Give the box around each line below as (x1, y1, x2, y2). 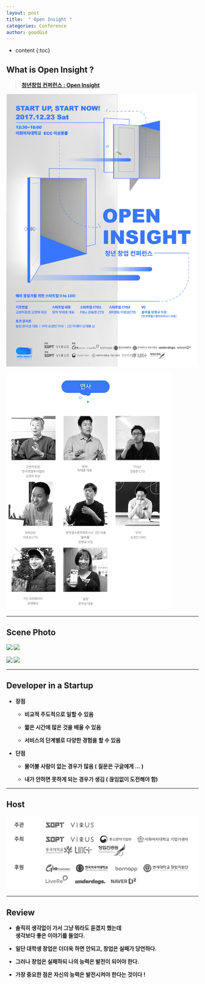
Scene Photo (6, 627, 56, 638)
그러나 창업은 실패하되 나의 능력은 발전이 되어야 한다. (15, 958, 139, 966)
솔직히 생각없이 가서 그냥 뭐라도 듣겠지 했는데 (15, 924, 122, 932)
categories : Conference (6, 23, 67, 29)
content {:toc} (15, 46, 51, 54)
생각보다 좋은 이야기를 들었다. (15, 932, 85, 939)
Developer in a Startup (6, 681, 93, 691)
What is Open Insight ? (6, 64, 95, 75)
